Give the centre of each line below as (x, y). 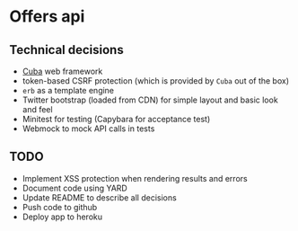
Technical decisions (66, 50)
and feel (37, 109)
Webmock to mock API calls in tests (88, 129)
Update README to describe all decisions (99, 197)
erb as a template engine (68, 90)
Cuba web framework (62, 71)
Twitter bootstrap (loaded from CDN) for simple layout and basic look (150, 100)
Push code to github (60, 207)
